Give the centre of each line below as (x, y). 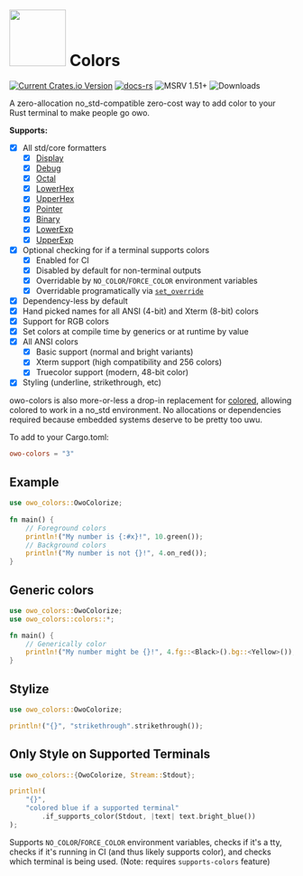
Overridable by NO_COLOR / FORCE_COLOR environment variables (147, 280)
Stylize (29, 688)
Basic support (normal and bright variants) (115, 352)
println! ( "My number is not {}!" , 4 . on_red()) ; (116, 553)
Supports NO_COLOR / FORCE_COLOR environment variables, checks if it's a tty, (146, 842)
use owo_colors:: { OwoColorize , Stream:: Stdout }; (102, 775)
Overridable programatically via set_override (120, 290)
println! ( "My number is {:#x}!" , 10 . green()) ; (115, 537)
